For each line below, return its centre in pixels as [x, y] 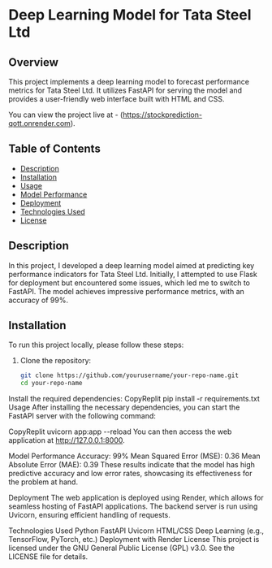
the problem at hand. [43, 482]
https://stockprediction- [163, 115]
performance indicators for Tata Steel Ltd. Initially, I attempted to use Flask [133, 274]
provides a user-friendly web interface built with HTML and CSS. [117, 99]
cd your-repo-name [51, 384]
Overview [34, 62]
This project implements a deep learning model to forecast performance [129, 82]
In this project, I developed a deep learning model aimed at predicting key [132, 265]
